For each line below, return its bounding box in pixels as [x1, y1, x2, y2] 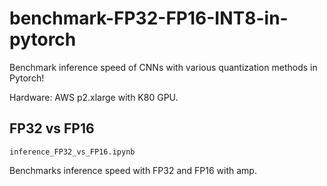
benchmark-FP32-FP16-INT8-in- [9, 7, 289, 30]
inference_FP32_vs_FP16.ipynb [9, 147, 136, 157]
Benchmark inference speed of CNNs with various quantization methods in [9, 61, 318, 73]
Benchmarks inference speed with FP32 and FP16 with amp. [9, 164, 257, 176]
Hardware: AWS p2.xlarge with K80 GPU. [9, 91, 179, 103]
